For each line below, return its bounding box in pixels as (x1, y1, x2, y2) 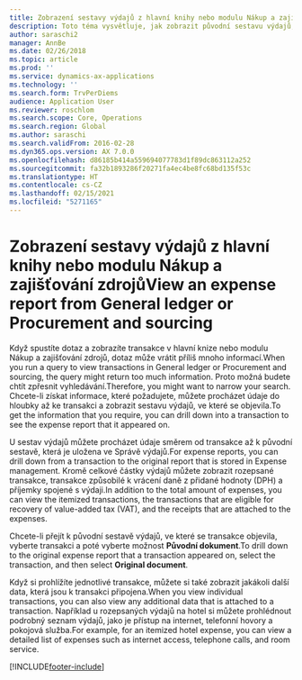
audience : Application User (9, 96, 115, 106)
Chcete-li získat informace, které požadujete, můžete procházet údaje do (9, 390, 280, 401)
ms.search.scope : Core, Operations (9, 113, 143, 122)
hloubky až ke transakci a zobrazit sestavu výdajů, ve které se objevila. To (9, 400, 281, 411)
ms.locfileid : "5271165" (9, 197, 102, 207)
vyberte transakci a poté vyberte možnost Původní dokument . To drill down (9, 539, 289, 550)
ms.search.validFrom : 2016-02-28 (9, 139, 135, 148)
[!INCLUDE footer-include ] (9, 661, 105, 672)
